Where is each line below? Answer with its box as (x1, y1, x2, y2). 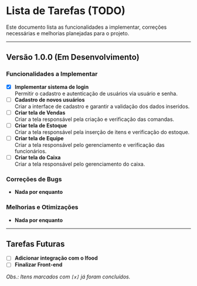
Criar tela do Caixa (14, 154, 61, 161)
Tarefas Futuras (6, 239, 65, 249)
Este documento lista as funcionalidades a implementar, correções (6, 23, 167, 31)
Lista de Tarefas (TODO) (6, 4, 126, 18)
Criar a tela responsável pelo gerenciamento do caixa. (14, 160, 145, 167)
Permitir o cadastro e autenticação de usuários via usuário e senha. (14, 90, 178, 97)
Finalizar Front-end (14, 261, 63, 268)
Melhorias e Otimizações (6, 203, 79, 211)
